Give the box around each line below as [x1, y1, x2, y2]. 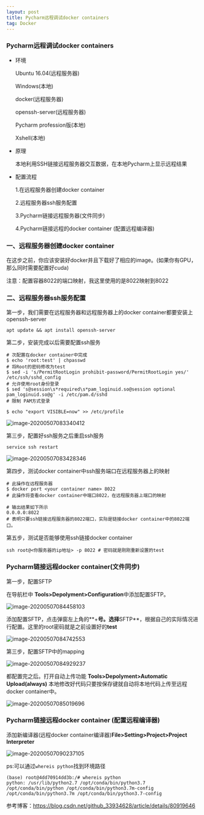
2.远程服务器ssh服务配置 [15, 199, 77, 206]
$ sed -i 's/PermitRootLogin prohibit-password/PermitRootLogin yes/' [6, 369, 189, 375]
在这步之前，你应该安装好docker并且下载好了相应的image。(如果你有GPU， [6, 256, 197, 264]
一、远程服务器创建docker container [6, 241, 114, 250]
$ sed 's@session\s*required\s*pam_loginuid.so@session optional [6, 386, 175, 393]
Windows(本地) [15, 82, 54, 90]
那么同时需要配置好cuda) [6, 264, 69, 271]
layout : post [6, 9, 40, 15]
